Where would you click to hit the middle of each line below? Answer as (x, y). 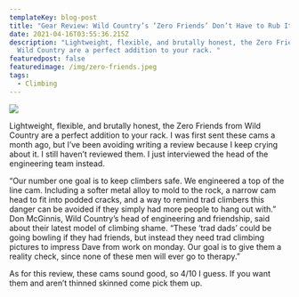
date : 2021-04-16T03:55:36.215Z (69, 34)
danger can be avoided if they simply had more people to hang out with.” (143, 209)
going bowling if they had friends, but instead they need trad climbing (137, 237)
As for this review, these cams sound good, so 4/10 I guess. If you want (140, 273)
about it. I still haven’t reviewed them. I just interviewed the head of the (139, 154)
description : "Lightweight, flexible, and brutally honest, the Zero (141, 42)
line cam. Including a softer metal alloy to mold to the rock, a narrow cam (143, 190)
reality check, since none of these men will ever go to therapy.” (125, 256)
